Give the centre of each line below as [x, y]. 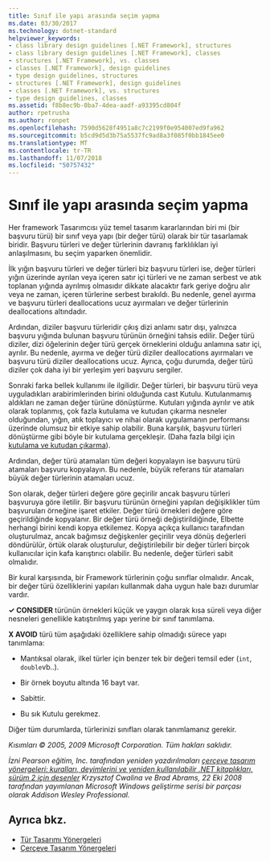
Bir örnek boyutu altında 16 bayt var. [80, 683]
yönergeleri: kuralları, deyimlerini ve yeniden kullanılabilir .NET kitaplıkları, [131, 769]
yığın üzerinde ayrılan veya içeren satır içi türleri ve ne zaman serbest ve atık [135, 278]
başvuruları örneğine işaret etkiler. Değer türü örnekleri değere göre [121, 511]
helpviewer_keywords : [45, 38]
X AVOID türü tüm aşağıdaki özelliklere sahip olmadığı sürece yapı [117, 634]
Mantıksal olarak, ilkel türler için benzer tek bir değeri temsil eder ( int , [136, 659]
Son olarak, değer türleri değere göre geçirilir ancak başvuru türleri [119, 494]
